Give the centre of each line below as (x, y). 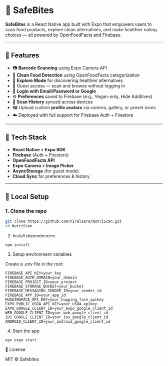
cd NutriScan (19, 226)
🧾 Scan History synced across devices (53, 102)
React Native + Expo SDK (39, 149)
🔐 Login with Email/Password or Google (54, 91)
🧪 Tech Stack (26, 138)
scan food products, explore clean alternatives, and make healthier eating (81, 29)
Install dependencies (34, 236)
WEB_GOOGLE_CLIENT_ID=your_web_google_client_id (57, 313)
